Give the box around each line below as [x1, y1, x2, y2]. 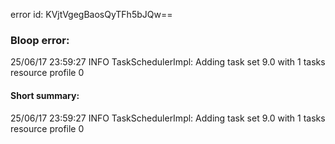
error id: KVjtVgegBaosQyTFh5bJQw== [10, 9, 173, 20]
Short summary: [10, 89, 80, 101]
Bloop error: [10, 33, 70, 47]
